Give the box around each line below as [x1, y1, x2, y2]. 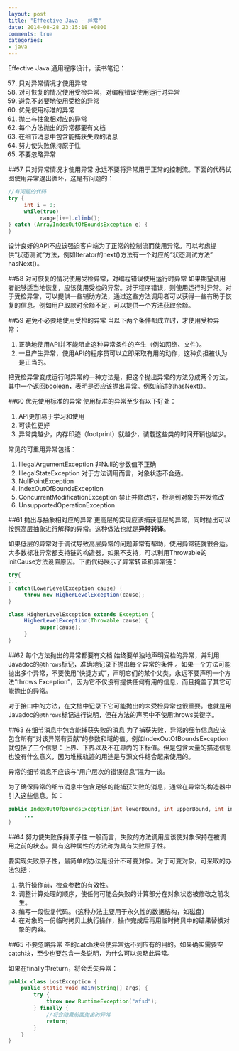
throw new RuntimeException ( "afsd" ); [45, 998, 158, 1006]
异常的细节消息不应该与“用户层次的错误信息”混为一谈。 [8, 767, 169, 775]
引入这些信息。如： [8, 791, 65, 799]
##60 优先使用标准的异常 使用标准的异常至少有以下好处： [8, 397, 177, 406]
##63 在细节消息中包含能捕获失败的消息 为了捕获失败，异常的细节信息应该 [8, 726, 226, 734]
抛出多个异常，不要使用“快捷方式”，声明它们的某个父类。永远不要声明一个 [8, 669, 226, 677]
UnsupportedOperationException [18, 501, 116, 510]
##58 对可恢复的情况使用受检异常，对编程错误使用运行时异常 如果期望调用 [8, 274, 226, 283]
